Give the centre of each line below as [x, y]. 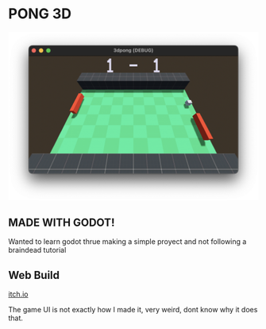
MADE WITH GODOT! [62, 222]
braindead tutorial [37, 250]
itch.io [18, 294]
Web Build [34, 275]
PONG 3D [40, 14]
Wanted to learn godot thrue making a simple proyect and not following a [127, 242]
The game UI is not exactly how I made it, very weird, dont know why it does [133, 310]
